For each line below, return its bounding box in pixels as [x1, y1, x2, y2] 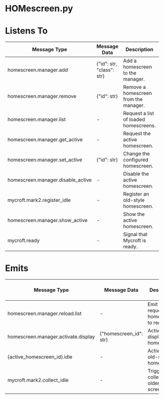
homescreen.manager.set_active [7, 156, 82, 163]
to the [123, 69, 137, 76]
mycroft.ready [7, 237, 40, 244]
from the [123, 96, 143, 103]
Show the [123, 211, 145, 218]
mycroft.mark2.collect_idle [7, 377, 69, 384]
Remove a [123, 84, 146, 90]
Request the [123, 130, 151, 137]
